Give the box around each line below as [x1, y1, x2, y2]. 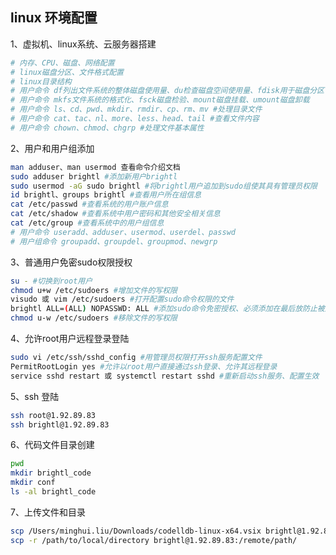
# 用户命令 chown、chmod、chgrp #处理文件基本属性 [10, 123, 205, 133]
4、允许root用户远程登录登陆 [10, 333, 130, 345]
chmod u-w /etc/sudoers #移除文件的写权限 [10, 313, 178, 323]
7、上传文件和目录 [10, 506, 86, 518]
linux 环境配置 [10, 9, 98, 27]
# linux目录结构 [10, 76, 72, 87]
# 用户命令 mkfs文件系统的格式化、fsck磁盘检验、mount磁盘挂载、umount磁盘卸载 [10, 95, 310, 105]
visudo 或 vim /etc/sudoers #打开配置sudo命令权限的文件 [10, 294, 235, 305]
